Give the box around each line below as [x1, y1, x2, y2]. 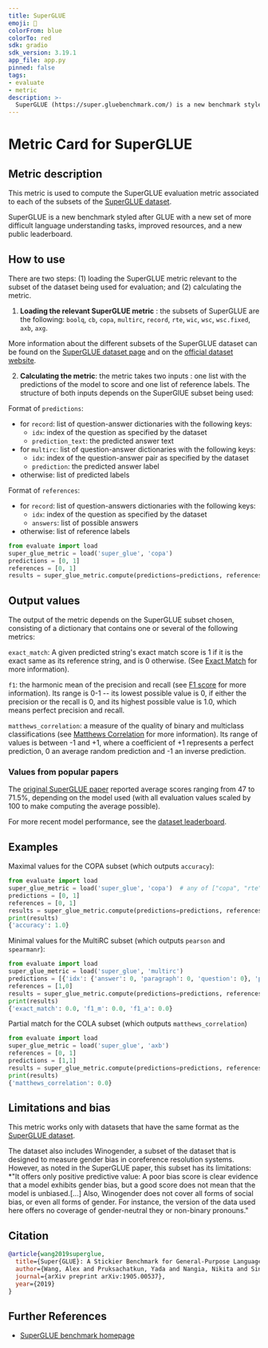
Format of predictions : [8, 403, 84, 413]
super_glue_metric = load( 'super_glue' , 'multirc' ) [8, 967, 183, 975]
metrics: [8, 632, 36, 642]
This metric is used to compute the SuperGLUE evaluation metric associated [8, 189, 259, 198]
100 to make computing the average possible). [8, 801, 161, 812]
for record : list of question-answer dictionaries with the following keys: [19, 419, 253, 429]
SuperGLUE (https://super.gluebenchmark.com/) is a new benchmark [15, 101, 241, 109]
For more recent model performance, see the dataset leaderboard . [8, 817, 227, 827]
